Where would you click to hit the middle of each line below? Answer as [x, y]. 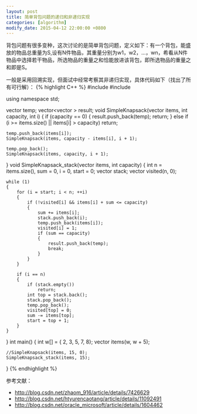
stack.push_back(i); [62, 218]
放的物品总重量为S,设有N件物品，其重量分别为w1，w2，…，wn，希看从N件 [97, 53]
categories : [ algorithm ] [36, 22]
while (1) [18, 182]
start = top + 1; [48, 321]
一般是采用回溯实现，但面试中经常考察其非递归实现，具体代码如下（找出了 [96, 80]
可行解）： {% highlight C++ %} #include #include [71, 87]
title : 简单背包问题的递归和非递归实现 [48, 17]
